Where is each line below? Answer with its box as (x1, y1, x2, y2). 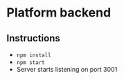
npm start (16, 59, 46, 66)
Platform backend (6, 5, 112, 21)
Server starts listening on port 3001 (16, 66, 118, 73)
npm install (16, 52, 51, 59)
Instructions (6, 32, 60, 44)
